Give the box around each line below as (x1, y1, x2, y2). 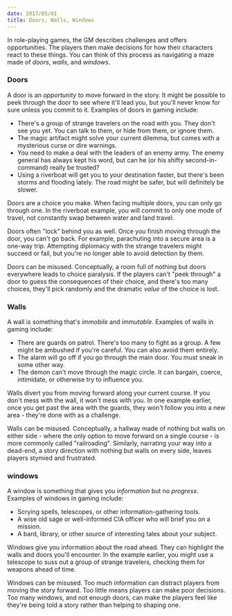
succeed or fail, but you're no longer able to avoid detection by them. (7, 249, 204, 257)
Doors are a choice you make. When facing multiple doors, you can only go (7, 198, 222, 207)
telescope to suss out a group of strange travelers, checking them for (7, 558, 206, 566)
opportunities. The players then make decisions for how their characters (7, 43, 213, 51)
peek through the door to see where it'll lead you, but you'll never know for (7, 98, 220, 106)
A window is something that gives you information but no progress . (7, 487, 199, 495)
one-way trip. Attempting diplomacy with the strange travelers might (7, 241, 202, 250)
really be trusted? (49, 163, 100, 171)
